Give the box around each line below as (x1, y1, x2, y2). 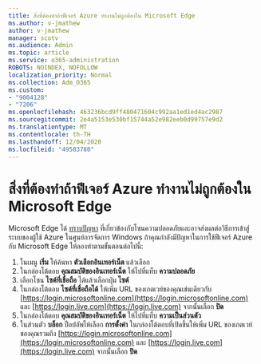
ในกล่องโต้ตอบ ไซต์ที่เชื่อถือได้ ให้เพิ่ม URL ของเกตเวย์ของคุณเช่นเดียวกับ (19, 284, 212, 294)
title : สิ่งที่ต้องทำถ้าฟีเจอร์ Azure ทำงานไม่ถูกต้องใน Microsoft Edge (8, 11, 196, 20)
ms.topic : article (8, 49, 69, 57)
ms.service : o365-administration (8, 57, 120, 65)
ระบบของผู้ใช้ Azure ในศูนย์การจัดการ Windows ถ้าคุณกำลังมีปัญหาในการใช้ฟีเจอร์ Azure (8, 232, 253, 242)
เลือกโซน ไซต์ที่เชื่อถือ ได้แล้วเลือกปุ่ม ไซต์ (19, 275, 129, 285)
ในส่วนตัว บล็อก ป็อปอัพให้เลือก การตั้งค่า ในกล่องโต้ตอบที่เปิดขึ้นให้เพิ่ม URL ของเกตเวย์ (19, 320, 253, 330)
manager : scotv (8, 34, 59, 42)
